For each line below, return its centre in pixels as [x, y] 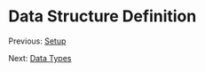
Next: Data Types [40, 58]
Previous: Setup [37, 41]
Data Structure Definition [102, 16]
